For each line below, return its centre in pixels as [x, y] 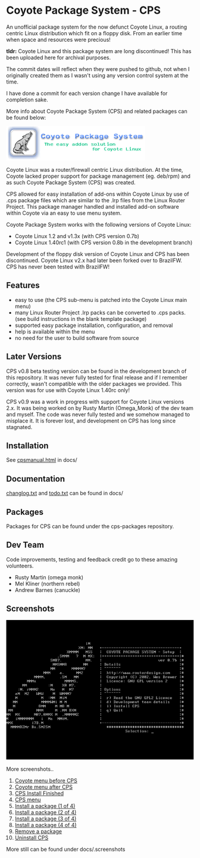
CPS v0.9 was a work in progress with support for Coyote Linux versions [95, 402]
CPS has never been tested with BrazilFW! [58, 267]
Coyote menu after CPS [44, 787]
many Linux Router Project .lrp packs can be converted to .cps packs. [100, 312]
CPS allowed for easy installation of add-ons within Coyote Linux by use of [98, 194]
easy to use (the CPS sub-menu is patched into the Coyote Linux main [101, 300]
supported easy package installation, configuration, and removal [94, 325]
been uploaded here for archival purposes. [59, 57]
